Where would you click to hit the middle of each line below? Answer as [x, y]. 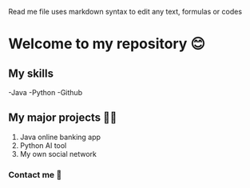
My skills [31, 73]
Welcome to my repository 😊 [107, 44]
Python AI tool [43, 145]
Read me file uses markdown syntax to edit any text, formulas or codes [125, 12]
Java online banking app [60, 137]
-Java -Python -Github [45, 92]
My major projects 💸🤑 [63, 118]
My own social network [58, 154]
